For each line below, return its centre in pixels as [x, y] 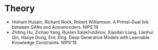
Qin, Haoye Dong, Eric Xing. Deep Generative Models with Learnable [80, 37]
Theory [20, 8]
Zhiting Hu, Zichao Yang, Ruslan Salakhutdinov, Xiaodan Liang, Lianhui [82, 32]
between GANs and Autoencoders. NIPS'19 [55, 27]
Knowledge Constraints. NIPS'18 [44, 42]
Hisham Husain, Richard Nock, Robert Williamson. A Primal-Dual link [80, 22]
